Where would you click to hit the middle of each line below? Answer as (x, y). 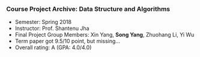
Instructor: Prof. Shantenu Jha (52, 28)
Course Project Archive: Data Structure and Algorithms (88, 9)
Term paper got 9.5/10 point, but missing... (67, 41)
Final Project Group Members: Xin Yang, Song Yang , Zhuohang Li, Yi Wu (105, 35)
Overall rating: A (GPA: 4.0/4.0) (53, 47)
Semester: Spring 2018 (43, 22)
